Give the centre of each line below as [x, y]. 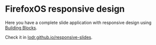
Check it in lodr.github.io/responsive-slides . [49, 37]
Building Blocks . [21, 27]
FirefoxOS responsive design [65, 9]
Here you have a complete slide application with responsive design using [78, 22]
